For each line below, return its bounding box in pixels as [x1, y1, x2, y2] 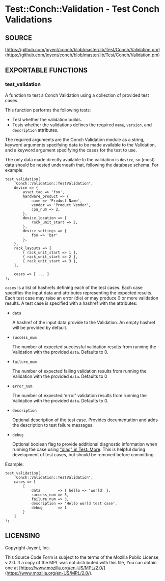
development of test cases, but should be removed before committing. [12, 451, 155, 457]
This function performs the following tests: [5, 107, 91, 113]
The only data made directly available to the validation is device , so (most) [5, 156, 155, 162]
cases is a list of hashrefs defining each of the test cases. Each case [5, 285, 143, 290]
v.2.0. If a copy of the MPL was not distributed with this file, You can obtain [5, 559, 157, 565]
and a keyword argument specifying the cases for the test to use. [5, 147, 137, 153]
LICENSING [5, 532, 40, 540]
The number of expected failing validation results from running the [12, 368, 147, 374]
